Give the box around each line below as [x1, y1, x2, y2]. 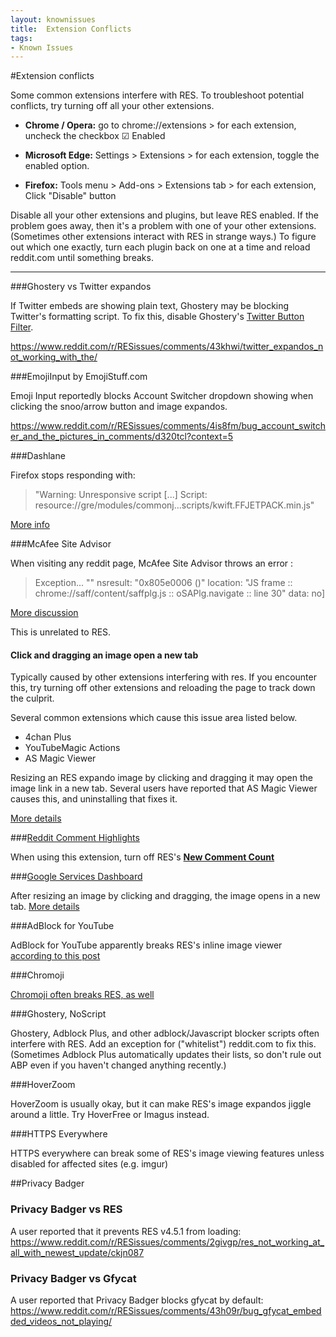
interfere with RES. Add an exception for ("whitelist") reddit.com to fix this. [10, 1038, 317, 1050]
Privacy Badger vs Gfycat [10, 1271, 137, 1285]
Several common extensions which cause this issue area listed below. [10, 712, 298, 724]
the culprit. [10, 692, 55, 705]
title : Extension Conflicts [10, 24, 132, 34]
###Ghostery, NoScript [10, 1008, 107, 1020]
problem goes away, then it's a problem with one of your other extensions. [10, 220, 317, 232]
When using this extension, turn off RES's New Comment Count [10, 851, 275, 863]
